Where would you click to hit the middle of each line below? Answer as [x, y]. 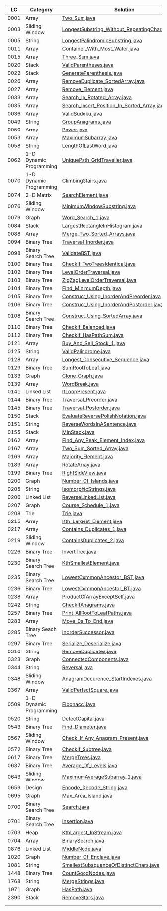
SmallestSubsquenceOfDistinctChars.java [111, 865]
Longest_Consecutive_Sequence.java [106, 359]
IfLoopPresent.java [84, 392]
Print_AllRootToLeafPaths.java [97, 613]
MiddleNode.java [82, 849]
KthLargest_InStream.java [92, 833]
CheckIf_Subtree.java [87, 749]
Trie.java [72, 513]
